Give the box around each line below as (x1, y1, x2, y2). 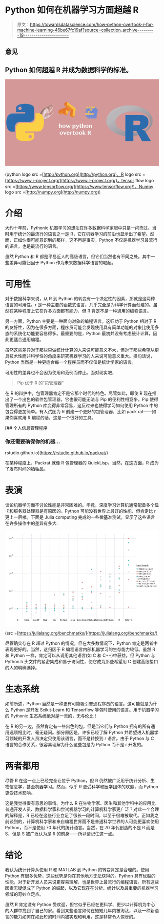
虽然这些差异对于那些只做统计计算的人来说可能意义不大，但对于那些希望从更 (5, 347, 159, 353)
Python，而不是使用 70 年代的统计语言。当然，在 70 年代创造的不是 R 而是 (5, 825, 155, 831)
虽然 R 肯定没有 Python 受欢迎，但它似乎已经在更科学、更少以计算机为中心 (5, 902, 155, 907)
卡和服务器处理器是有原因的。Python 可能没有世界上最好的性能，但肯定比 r (5, 508, 156, 514)
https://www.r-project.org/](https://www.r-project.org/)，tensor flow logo (6, 177, 154, 183)
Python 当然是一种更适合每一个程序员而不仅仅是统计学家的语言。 (5, 359, 136, 365)
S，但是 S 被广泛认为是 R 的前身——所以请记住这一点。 (5, 831, 117, 837)
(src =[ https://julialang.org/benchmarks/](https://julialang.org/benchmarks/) (5, 630, 158, 636)
